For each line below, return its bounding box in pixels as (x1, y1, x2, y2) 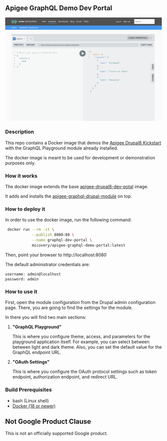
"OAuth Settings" (12, 359, 50, 365)
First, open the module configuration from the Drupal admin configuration (5, 299, 156, 305)
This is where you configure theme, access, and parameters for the (12, 334, 151, 340)
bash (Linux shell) (12, 397, 49, 404)
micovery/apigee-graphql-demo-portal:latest (31, 243, 126, 248)
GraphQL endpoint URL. (12, 350, 62, 356)
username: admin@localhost (5, 272, 61, 277)
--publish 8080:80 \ (31, 232, 75, 237)
